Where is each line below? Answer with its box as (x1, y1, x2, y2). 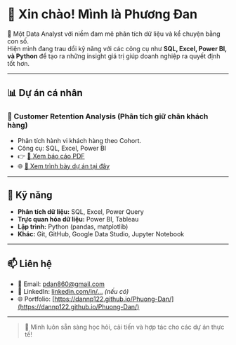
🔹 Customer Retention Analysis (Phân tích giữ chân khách (7, 111, 209, 121)
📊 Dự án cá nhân (7, 87, 83, 99)
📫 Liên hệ (7, 257, 53, 269)
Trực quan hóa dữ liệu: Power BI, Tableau (17, 215, 139, 224)
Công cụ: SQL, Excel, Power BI (17, 144, 107, 152)
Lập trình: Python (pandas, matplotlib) (17, 222, 129, 231)
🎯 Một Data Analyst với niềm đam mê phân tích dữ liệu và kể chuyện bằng (7, 29, 221, 38)
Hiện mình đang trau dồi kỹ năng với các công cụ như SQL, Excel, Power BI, (7, 44, 227, 53)
